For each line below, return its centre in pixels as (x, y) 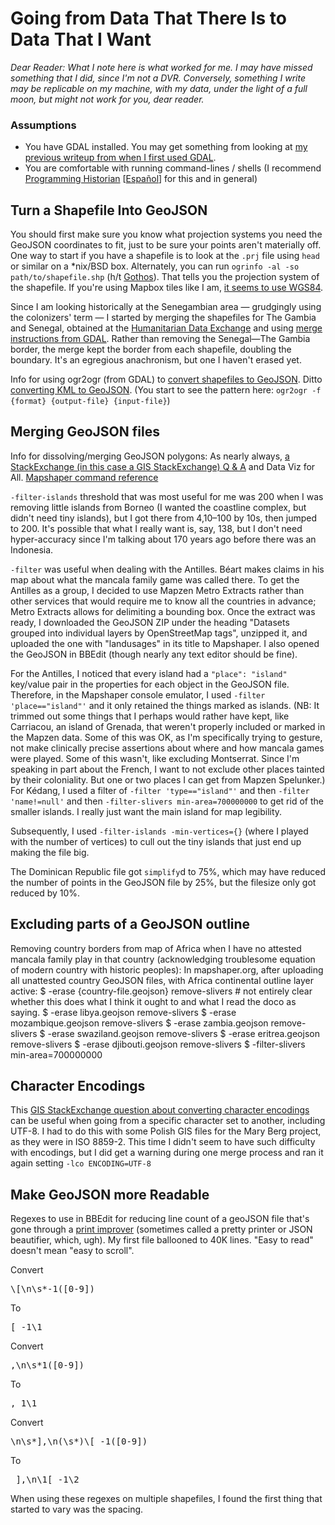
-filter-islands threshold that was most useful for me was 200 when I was (167, 496)
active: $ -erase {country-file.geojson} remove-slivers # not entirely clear (161, 991)
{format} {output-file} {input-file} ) (90, 401)
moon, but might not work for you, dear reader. (107, 99)
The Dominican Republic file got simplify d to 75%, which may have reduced (168, 871)
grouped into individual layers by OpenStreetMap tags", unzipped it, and (159, 633)
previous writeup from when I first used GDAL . (120, 158)
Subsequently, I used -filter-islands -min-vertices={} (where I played (159, 831)
